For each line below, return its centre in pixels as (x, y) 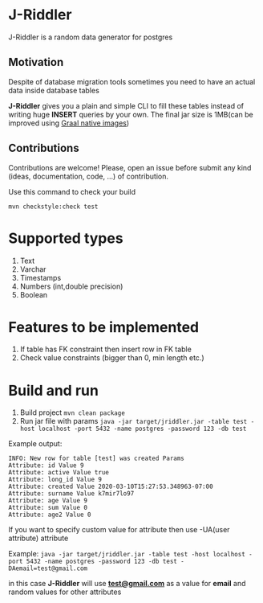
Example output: (35, 444)
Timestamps (40, 277)
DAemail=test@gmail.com (48, 568)
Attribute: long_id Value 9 (55, 480)
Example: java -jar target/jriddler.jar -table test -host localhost (127, 554)
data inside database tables (54, 90)
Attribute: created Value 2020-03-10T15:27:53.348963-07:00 (111, 487)
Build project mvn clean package (73, 412)
